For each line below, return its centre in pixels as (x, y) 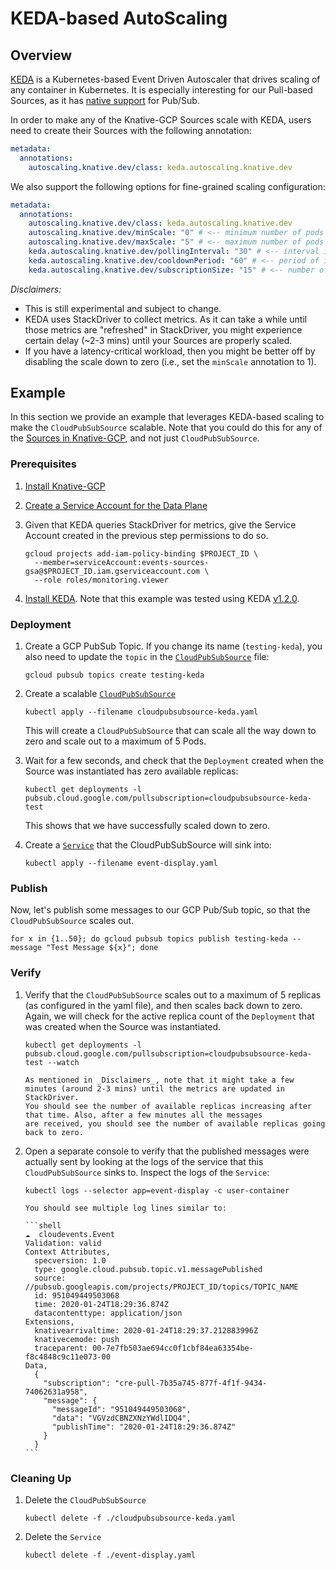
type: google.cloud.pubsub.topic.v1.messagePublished (148, 1269)
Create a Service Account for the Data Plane (116, 505)
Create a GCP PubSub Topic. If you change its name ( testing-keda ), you (173, 646)
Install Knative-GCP (65, 486)
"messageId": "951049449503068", (121, 1409)
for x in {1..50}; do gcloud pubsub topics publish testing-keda (149, 939)
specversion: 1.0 (70, 1260)
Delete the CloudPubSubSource (85, 1499)
